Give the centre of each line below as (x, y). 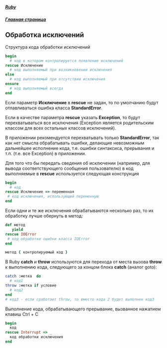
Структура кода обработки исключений (48, 47)
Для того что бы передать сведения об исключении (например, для (78, 163)
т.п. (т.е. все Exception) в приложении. (46, 153)
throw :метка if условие (31, 285)
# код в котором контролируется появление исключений (66, 61)
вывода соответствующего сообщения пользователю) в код (69, 168)
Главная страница (26, 19)
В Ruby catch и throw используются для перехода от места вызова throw (83, 262)
